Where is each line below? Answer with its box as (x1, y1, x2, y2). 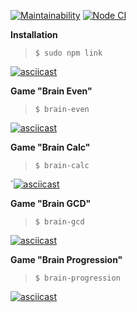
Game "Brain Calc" (10, 141, 91, 153)
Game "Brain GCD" (10, 198, 92, 209)
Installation (10, 29, 58, 40)
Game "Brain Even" (10, 85, 93, 97)
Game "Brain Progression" (10, 254, 123, 265)
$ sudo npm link (34, 48, 103, 58)
